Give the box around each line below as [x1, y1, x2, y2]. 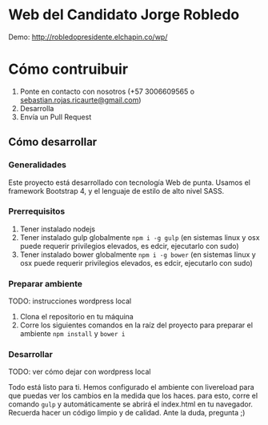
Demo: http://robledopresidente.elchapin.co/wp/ [8, 32, 168, 42]
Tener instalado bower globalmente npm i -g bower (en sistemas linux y [19, 250, 256, 259]
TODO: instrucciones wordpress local [8, 296, 132, 306]
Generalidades [8, 159, 66, 170]
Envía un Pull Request [19, 112, 92, 122]
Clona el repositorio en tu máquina [19, 312, 134, 322]
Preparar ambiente [8, 278, 82, 289]
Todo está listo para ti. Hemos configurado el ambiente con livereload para [8, 383, 254, 392]
